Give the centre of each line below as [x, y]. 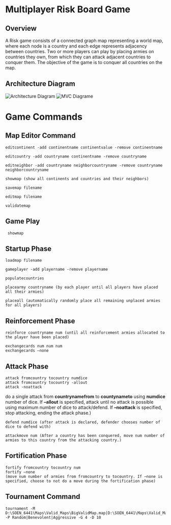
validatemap [18, 206]
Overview [21, 28]
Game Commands [44, 117]
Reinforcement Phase [40, 321]
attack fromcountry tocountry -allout [46, 383]
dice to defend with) [28, 427]
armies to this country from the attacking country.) [64, 440]
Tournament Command [43, 497]
